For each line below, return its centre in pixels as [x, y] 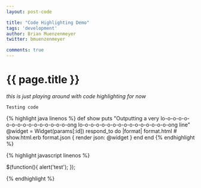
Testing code [22, 107]
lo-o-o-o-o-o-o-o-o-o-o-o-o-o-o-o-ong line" [134, 125]
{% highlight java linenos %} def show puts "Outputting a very [83, 118]
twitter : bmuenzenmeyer [36, 40]
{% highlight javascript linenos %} [48, 155]
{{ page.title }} [43, 80]
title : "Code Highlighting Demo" [48, 22]
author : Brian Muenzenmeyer [41, 34]
